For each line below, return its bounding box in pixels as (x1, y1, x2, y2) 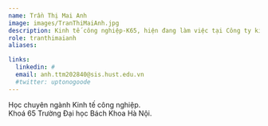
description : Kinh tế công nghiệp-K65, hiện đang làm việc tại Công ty (8, 26, 251, 34)
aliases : (8, 41, 37, 49)
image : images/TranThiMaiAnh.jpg (8, 19, 120, 27)
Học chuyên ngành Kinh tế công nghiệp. (8, 100, 141, 109)
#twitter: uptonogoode (15, 77, 91, 86)
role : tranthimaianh (8, 33, 77, 42)
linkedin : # (15, 63, 56, 72)
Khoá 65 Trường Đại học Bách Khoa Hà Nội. (8, 108, 152, 118)
